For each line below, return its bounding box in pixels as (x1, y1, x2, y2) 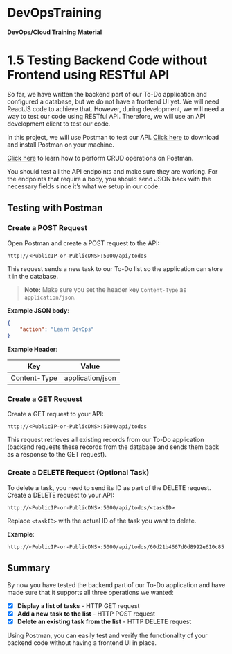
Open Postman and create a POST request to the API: (7, 238, 160, 247)
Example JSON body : (7, 306, 69, 314)
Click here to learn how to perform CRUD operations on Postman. (7, 154, 194, 162)
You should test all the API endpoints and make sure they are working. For (7, 167, 218, 175)
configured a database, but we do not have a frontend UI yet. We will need (7, 97, 220, 106)
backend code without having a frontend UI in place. (7, 638, 157, 647)
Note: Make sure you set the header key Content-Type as (24, 285, 187, 293)
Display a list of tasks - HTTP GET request (17, 601, 140, 610)
